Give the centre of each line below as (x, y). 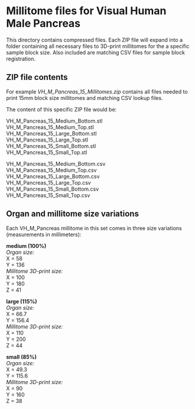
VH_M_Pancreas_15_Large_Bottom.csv (53, 176)
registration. (21, 59)
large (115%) (22, 301)
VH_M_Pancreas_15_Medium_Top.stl (50, 127)
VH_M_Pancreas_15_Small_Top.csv (48, 195)
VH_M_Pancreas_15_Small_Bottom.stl (51, 146)
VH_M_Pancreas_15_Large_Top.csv (49, 182)
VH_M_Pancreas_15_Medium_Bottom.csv (56, 163)
